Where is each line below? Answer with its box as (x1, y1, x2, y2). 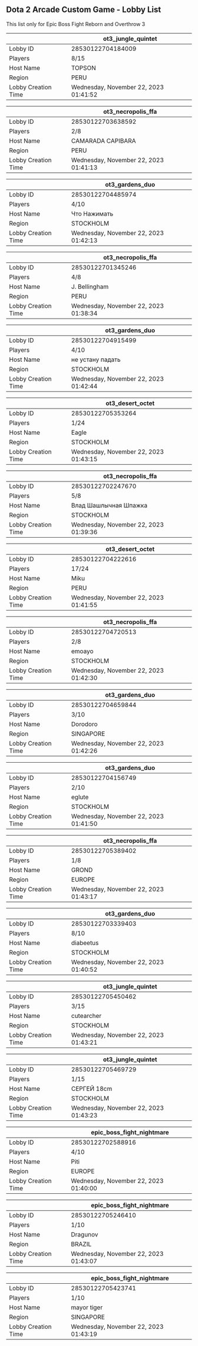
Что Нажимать (71, 210, 114, 218)
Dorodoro (71, 719, 98, 728)
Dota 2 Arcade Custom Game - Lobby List (6, 5, 161, 15)
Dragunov (71, 1230, 98, 1238)
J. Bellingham (71, 282, 109, 291)
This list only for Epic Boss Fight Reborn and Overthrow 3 (6, 20, 146, 27)
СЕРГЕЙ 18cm (71, 1084, 113, 1093)
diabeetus (71, 939, 99, 947)
